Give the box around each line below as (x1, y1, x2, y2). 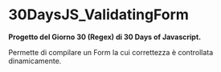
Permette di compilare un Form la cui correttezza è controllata (8, 47, 214, 57)
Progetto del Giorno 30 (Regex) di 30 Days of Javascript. (8, 32, 202, 42)
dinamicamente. (8, 56, 62, 66)
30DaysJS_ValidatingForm (8, 6, 189, 24)
